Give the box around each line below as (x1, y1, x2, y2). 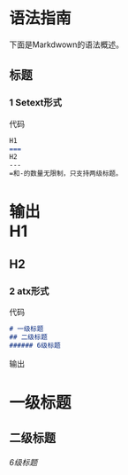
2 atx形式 (9, 285, 49, 297)
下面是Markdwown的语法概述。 (9, 39, 124, 50)
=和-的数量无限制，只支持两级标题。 (9, 170, 123, 178)
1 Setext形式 (9, 97, 63, 109)
